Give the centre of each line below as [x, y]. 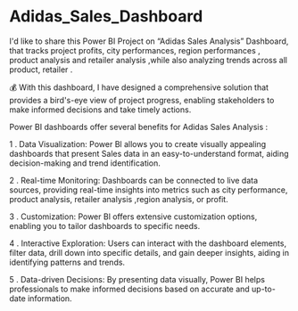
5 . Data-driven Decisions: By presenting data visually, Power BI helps [137, 279]
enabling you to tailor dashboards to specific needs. [105, 225]
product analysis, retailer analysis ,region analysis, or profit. [119, 199]
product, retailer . [41, 70]
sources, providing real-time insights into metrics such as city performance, [149, 190]
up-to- [264, 289]
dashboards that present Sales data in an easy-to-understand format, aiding [149, 153]
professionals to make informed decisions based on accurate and [129, 289]
